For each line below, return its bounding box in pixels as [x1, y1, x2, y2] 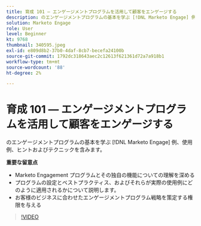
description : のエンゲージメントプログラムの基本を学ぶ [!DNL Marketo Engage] [6, 14, 189, 20]
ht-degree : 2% [6, 70, 42, 76]
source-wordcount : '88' [6, 64, 66, 71]
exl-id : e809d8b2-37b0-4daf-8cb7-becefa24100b [6, 48, 124, 54]
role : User [6, 25, 33, 32]
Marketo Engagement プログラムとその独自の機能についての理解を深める [14, 172, 195, 179]
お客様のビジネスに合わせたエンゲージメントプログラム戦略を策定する [14, 194, 188, 201]
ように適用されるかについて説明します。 [20, 187, 120, 194]
